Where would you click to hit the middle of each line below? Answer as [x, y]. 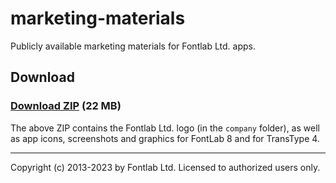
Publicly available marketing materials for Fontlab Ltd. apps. [133, 46]
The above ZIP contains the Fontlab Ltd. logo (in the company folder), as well [165, 128]
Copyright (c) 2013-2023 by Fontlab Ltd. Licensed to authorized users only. [165, 167]
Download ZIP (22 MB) [66, 106]
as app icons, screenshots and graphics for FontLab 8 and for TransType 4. [165, 138]
